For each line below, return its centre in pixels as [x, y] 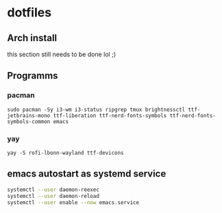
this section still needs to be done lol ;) [62, 54]
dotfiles [29, 13]
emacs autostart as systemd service [87, 174]
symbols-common [29, 121]
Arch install [32, 38]
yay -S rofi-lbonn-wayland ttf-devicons [66, 153]
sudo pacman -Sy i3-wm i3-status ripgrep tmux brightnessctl [96, 110]
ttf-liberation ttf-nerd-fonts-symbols [110, 115]
